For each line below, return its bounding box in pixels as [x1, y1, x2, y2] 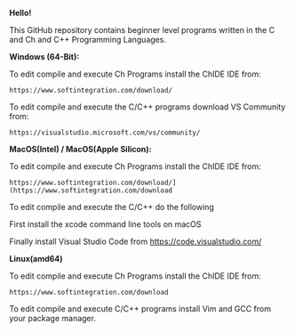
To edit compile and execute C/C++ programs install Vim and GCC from [9, 304, 271, 314]
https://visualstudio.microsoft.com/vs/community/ [9, 128, 201, 137]
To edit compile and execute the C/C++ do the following [9, 202, 215, 212]
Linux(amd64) [9, 254, 64, 263]
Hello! [9, 8, 32, 18]
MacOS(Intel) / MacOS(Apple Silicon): [9, 144, 152, 154]
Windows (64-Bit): [9, 52, 80, 61]
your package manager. [9, 313, 96, 323]
